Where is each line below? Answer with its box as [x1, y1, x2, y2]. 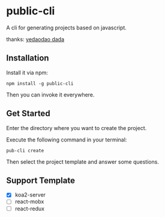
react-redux [14, 205, 45, 212]
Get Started [6, 108, 50, 119]
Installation [6, 53, 49, 64]
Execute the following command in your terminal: [6, 136, 127, 143]
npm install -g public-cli [6, 80, 74, 86]
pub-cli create [6, 147, 44, 153]
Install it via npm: [6, 69, 48, 76]
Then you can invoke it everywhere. [6, 91, 95, 98]
